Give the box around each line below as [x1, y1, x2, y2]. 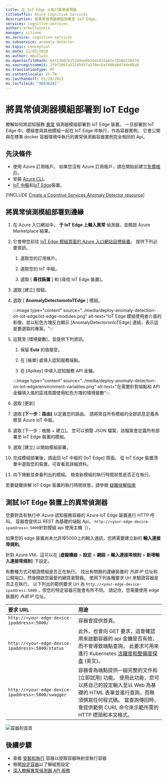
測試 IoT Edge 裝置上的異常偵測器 [5, 498, 108, 506]
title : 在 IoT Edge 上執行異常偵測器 [5, 7, 77, 12]
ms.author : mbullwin [5, 53, 49, 59]
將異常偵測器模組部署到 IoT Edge [5, 104, 140, 115]
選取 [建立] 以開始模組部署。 [12, 444, 71, 450]
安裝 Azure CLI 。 [12, 176, 48, 182]
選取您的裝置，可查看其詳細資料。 [21, 461, 91, 467]
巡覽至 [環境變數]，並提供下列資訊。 [12, 336, 87, 342]
